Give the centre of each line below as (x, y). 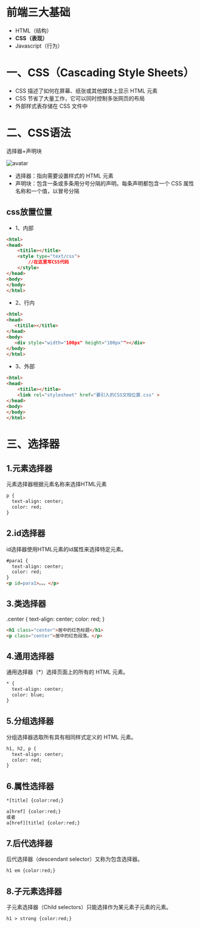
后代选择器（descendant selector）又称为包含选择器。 (74, 859)
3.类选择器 (26, 604)
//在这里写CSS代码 (49, 262)
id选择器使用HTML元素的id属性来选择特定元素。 (66, 549)
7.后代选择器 (29, 843)
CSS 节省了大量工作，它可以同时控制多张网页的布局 (80, 98)
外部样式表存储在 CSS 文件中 (51, 106)
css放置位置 (29, 212)
